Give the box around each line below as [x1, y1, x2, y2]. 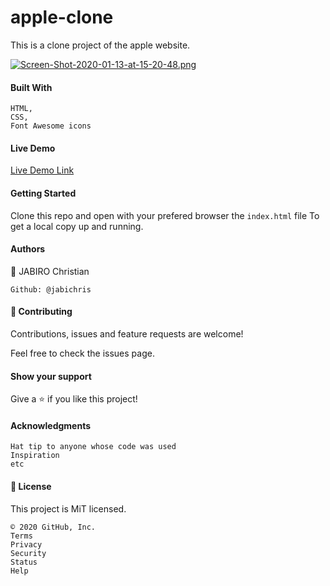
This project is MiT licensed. [10, 502, 127, 515]
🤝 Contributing [10, 306, 73, 318]
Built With [10, 81, 53, 93]
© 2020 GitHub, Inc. [10, 522, 97, 532]
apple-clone [10, 6, 114, 29]
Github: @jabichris [10, 284, 92, 295]
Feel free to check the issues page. [10, 347, 155, 359]
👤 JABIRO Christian [10, 265, 90, 277]
